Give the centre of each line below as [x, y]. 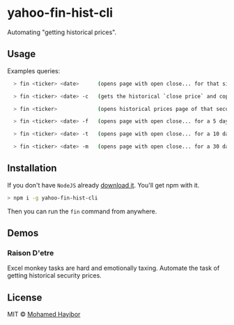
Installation [32, 168]
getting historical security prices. [55, 275]
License [25, 297]
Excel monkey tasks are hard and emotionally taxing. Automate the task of [114, 268]
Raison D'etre [31, 253]
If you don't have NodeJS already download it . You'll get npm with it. [103, 185]
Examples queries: [34, 70]
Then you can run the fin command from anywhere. [82, 211]
